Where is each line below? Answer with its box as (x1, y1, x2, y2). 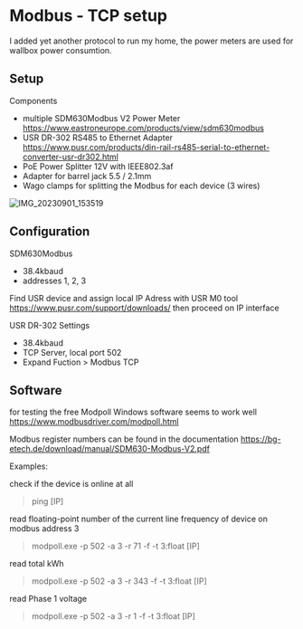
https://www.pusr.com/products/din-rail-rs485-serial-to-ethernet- (22, 141, 270, 152)
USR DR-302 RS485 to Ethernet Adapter (22, 132, 174, 143)
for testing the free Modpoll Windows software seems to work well (9, 406, 258, 417)
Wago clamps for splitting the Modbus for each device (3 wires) (22, 180, 260, 191)
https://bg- (241, 434, 282, 444)
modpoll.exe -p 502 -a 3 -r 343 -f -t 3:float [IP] (31, 576, 207, 586)
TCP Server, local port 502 (22, 347, 122, 357)
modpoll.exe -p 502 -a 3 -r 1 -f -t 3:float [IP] (31, 611, 196, 622)
